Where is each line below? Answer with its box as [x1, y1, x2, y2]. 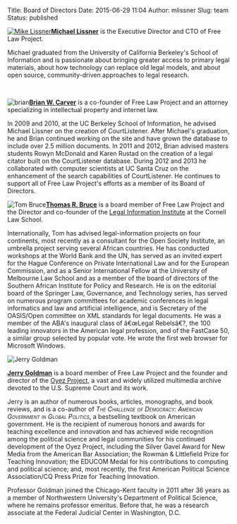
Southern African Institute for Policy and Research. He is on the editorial [7, 281, 217, 290]
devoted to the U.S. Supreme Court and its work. [7, 384, 149, 392]
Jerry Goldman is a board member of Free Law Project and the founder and [7, 369, 228, 377]
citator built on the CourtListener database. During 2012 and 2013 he [7, 157, 207, 165]
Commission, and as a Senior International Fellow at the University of [7, 267, 208, 274]
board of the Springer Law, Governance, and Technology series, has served [7, 289, 228, 297]
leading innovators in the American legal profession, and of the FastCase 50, [7, 327, 230, 334]
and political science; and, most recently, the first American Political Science [7, 465, 230, 473]
